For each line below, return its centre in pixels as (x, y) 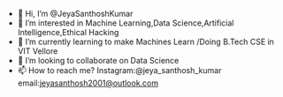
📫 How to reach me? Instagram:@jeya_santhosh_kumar (119, 70)
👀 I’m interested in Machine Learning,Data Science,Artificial (126, 23)
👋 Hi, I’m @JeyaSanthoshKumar (75, 14)
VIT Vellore (38, 51)
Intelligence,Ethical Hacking (68, 32)
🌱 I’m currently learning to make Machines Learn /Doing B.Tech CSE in (145, 41)
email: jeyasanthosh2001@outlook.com (88, 83)
